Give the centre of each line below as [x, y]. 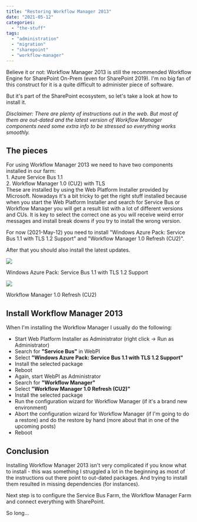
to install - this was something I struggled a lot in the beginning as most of [96, 471]
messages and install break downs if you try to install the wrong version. [94, 221]
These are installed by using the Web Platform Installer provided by [87, 190]
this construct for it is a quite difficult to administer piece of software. [90, 84]
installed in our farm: [31, 171]
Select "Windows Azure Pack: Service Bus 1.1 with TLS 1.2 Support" [99, 358]
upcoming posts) [35, 426]
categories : [21, 22]
